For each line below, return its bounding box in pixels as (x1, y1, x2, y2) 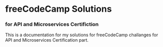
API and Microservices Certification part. (5, 37, 88, 43)
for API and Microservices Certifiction (5, 21, 99, 28)
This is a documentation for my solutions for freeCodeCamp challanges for (5, 32, 158, 38)
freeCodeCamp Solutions (5, 3, 112, 15)
